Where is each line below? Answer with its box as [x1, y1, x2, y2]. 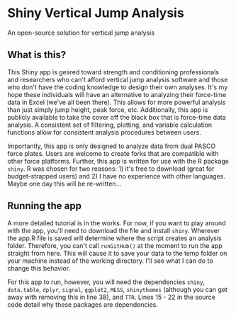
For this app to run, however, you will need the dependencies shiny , [7, 278, 206, 286]
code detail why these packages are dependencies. [7, 300, 158, 309]
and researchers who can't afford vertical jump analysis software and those [7, 75, 228, 84]
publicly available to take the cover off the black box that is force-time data [7, 113, 227, 121]
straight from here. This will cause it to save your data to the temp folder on [7, 249, 227, 257]
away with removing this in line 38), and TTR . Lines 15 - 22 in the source [7, 293, 216, 301]
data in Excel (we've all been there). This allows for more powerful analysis [7, 98, 226, 106]
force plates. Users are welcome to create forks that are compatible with [7, 149, 219, 157]
